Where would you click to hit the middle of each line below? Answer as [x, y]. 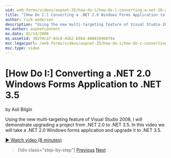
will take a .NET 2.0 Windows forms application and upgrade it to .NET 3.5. [83, 130]
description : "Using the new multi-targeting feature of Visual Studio [83, 24]
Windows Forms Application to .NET [83, 84]
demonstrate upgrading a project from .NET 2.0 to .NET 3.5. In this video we [85, 125]
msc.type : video [22, 48]
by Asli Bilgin [19, 109]
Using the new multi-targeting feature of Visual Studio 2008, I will [74, 119]
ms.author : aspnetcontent [33, 29]
